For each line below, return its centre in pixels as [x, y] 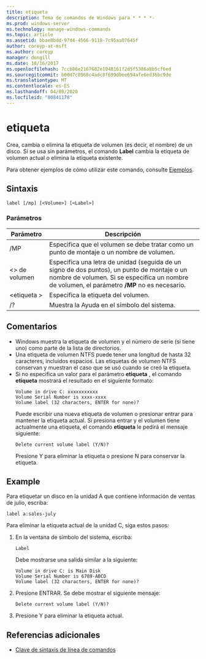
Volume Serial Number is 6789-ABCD [61, 576]
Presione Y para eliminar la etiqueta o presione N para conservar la [100, 456]
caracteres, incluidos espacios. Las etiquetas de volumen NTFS [96, 361]
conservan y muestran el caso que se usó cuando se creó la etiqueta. [103, 367]
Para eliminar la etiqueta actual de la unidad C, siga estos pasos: [88, 525]
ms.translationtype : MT [37, 80]
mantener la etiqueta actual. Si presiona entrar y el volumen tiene [97, 420]
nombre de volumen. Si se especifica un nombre [119, 277]
